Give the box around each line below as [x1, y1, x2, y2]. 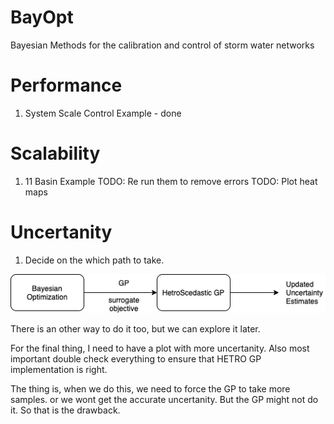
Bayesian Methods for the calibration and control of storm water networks [10, 39, 315, 51]
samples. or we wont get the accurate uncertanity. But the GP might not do [10, 394, 319, 406]
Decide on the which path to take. [24, 254, 165, 266]
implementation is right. [10, 364, 108, 376]
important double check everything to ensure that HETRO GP [10, 353, 262, 365]
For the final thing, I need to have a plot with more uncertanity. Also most [10, 342, 310, 355]
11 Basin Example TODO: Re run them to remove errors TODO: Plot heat [24, 175, 318, 187]
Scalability [10, 142, 101, 165]
